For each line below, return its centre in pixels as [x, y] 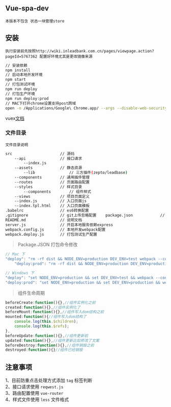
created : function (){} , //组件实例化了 [43, 307]
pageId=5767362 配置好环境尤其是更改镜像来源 [49, 56]
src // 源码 [40, 154]
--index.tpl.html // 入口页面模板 [52, 206]
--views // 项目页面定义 [52, 196]
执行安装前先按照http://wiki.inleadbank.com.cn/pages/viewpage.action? [80, 51]
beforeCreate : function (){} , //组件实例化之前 [50, 302]
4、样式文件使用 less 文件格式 [37, 399]
